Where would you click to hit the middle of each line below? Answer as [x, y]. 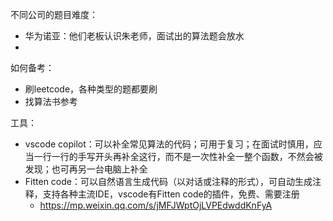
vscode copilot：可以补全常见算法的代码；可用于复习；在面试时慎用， [169, 144]
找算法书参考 [51, 101]
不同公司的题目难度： [54, 14]
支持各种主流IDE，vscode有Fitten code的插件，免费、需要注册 [171, 194]
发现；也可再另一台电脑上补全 [86, 169]
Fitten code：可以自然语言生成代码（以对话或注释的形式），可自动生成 [168, 181]
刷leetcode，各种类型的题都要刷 [91, 89]
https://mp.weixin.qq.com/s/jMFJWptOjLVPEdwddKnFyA [156, 205]
